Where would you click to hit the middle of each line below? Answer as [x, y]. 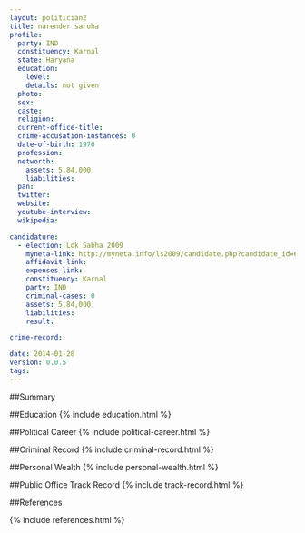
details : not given [63, 85]
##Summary [33, 397]
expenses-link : [54, 271]
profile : [26, 35]
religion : [36, 119]
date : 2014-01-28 [42, 354]
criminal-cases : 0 [60, 296]
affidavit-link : [57, 262]
